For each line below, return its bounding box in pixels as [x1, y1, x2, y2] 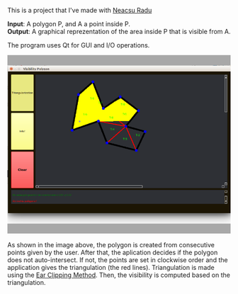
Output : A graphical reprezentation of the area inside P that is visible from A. [7, 28, 232, 35]
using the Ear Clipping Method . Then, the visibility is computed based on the [7, 271, 230, 279]
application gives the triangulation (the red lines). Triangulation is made [7, 264, 215, 272]
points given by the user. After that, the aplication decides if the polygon [7, 248, 218, 257]
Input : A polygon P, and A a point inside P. [7, 20, 131, 28]
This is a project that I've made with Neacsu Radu [7, 6, 152, 14]
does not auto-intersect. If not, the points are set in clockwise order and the [7, 256, 228, 264]
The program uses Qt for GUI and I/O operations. [7, 41, 150, 49]
